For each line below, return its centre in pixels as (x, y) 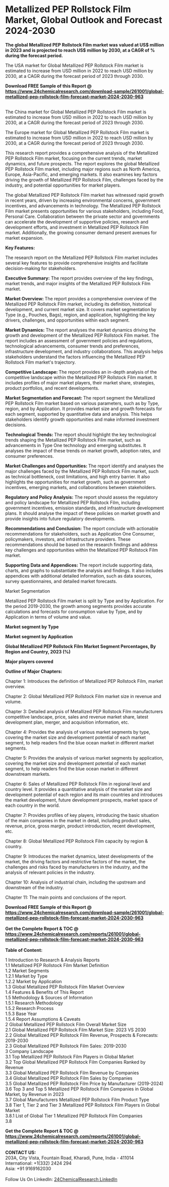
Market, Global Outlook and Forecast (84, 20)
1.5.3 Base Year (21, 1014)
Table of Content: (24, 950)
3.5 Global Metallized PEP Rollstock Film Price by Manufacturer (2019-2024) (84, 1083)
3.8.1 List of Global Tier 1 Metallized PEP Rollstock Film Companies (74, 1116)
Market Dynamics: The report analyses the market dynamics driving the (80, 330)
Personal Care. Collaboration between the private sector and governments (82, 216)
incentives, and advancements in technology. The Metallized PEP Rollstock (83, 205)
